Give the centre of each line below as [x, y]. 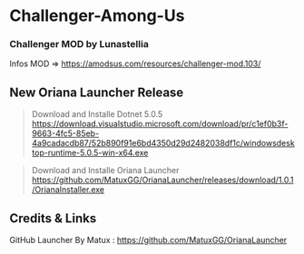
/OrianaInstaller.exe [68, 190]
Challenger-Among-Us [97, 16]
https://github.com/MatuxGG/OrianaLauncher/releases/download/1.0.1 [162, 180]
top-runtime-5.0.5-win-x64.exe [90, 153]
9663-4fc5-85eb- [65, 133]
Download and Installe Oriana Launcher [105, 171]
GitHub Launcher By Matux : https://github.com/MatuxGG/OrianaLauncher [148, 240]
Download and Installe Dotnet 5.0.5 [97, 114]
